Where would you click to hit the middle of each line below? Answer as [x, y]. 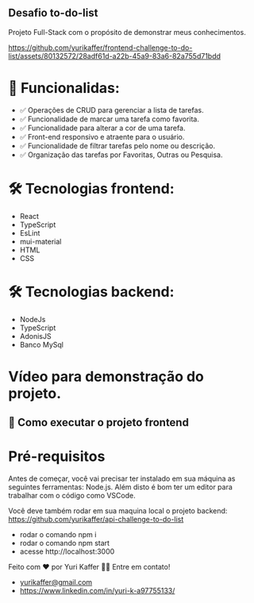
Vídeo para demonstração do [106, 376]
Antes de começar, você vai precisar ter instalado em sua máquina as [122, 478]
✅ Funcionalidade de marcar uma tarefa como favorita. [110, 119]
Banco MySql [41, 344]
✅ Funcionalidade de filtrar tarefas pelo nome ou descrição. [117, 145]
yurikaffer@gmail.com [56, 582]
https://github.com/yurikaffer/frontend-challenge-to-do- [100, 48]
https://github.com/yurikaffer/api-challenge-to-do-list [96, 520]
